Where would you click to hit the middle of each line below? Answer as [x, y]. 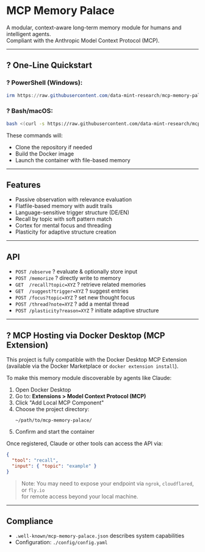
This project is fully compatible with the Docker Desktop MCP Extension [97, 360]
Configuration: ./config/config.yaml [61, 542]
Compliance [30, 521]
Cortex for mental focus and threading [63, 226]
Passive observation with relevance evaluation [74, 199]
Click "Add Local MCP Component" [59, 403]
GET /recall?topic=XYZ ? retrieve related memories [81, 285]
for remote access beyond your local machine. [80, 496]
